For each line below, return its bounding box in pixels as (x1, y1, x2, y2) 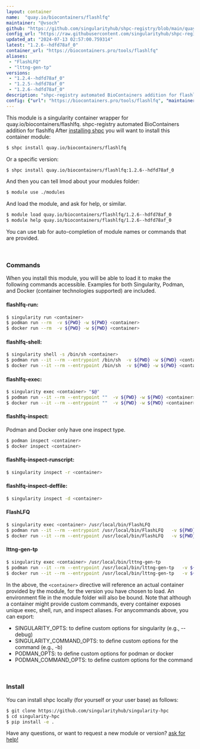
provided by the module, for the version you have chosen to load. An (6, 587, 174, 595)
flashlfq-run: (6, 301, 39, 308)
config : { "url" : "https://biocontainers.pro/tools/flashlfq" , (6, 97, 164, 103)
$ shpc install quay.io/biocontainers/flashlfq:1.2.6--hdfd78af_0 (6, 167, 174, 173)
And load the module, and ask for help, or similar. (6, 200, 127, 207)
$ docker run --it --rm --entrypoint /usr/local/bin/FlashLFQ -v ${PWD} (6, 533, 196, 539)
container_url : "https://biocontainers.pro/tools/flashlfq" (6, 48, 159, 54)
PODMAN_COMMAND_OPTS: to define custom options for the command (14, 656, 193, 664)
